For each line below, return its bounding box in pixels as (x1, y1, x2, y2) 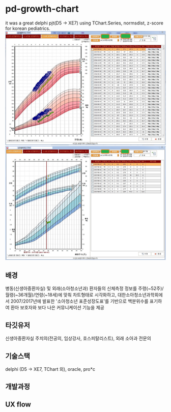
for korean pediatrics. (5, 25, 50, 31)
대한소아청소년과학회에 (117, 292, 163, 298)
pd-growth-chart (5, 3, 79, 15)
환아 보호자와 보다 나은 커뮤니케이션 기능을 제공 (10, 305, 104, 311)
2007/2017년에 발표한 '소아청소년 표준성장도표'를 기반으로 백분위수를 (10, 298, 149, 304)
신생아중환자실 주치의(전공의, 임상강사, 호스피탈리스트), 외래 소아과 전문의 (5, 335, 152, 341)
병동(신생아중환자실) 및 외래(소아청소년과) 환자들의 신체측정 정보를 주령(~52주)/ (5, 285, 164, 291)
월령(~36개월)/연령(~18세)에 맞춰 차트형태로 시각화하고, (5, 292, 117, 298)
